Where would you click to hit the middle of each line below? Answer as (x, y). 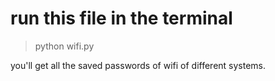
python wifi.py (64, 46)
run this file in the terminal (121, 18)
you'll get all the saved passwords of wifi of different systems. (138, 65)
